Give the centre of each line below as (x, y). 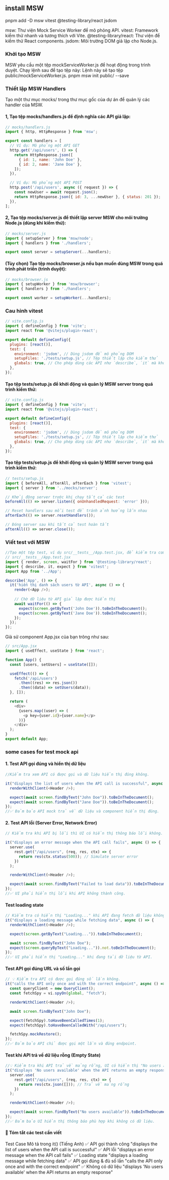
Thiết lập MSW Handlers (36, 89)
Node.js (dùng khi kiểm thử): (36, 223)
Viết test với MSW (28, 542)
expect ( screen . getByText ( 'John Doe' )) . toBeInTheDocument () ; (83, 608)
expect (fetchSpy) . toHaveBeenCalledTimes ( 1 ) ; (57, 1020)
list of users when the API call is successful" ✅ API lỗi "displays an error (80, 1150)
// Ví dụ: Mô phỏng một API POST (46, 183)
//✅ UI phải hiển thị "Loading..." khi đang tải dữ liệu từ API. (79, 957)
